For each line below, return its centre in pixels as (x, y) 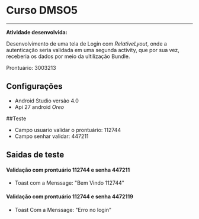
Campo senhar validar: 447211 (52, 136)
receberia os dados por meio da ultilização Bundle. (68, 56)
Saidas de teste (35, 155)
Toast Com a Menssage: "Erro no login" (63, 210)
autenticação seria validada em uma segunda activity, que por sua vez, (93, 50)
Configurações (35, 86)
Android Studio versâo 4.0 (46, 101)
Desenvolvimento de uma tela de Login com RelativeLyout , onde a (87, 44)
